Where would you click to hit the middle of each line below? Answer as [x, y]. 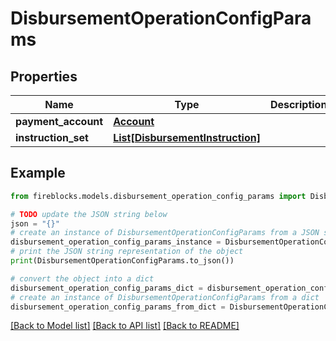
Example [38, 173]
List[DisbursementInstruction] [187, 137]
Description [298, 104]
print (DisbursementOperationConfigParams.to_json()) [122, 261]
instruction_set [52, 137]
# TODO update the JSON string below [89, 214]
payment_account [59, 121]
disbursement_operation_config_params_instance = [116, 242]
